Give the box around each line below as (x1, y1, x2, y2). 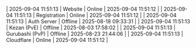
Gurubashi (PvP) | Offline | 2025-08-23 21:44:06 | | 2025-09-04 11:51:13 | (6, 30, 183, 37)
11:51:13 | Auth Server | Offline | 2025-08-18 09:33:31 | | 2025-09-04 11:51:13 (6, 18, 190, 24)
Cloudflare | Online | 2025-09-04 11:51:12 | (6, 37, 108, 43)
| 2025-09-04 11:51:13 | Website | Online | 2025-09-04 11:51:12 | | (6, 6, 163, 12)
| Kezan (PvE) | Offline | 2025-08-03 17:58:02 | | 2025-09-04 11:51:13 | (6, 24, 176, 31)
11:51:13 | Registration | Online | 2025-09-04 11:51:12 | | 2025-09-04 (13, 12, 177, 19)
